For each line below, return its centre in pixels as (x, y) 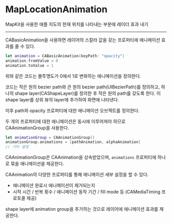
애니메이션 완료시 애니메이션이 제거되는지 (54, 186)
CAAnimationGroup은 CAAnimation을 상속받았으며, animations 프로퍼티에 (81, 158)
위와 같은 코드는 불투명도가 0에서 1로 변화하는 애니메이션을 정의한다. (73, 76)
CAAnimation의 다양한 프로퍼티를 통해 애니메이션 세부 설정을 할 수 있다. (77, 174)
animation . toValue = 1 (29, 65)
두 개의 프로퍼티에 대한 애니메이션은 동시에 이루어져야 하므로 (66, 121)
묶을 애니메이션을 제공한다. (37, 164)
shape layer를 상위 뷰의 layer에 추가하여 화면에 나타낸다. (62, 99)
